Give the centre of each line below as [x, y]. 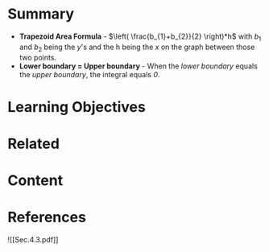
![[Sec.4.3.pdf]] [33, 240]
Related [33, 144]
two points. [38, 57]
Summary [41, 14]
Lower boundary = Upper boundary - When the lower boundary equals [139, 66]
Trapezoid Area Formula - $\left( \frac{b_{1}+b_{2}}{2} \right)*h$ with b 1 [140, 37]
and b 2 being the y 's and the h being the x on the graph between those [137, 48]
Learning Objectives [77, 107]
